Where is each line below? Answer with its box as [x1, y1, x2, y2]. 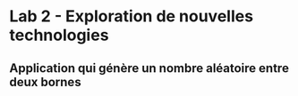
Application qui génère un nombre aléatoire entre [9, 60, 289, 76]
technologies [9, 25, 109, 45]
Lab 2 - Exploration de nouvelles [9, 6, 253, 27]
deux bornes [9, 74, 82, 90]
